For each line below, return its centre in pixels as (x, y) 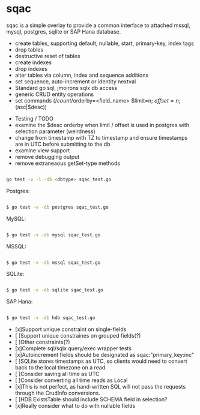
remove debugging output (47, 157)
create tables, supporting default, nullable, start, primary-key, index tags (104, 43)
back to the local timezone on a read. (61, 368)
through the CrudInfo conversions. (57, 393)
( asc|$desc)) (31, 107)
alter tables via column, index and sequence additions (82, 75)
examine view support (42, 150)
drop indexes (31, 68)
